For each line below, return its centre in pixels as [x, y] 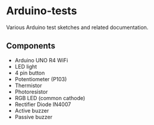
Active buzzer [32, 110]
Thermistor [28, 85]
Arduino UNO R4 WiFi [41, 60]
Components [31, 46]
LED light [26, 66]
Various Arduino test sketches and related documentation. [77, 27]
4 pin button [30, 73]
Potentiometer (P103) [41, 79]
